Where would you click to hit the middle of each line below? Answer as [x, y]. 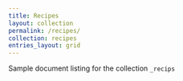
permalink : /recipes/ [45, 30]
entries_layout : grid [45, 46]
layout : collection [41, 23]
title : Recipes [34, 16]
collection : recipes [43, 38]
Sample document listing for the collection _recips [91, 68]
